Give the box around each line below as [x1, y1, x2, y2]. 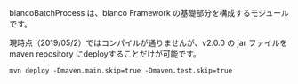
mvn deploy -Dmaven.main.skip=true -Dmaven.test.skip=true [9, 66, 233, 75]
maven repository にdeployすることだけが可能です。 [9, 49, 202, 59]
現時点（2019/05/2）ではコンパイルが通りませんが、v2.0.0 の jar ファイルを [9, 38, 288, 48]
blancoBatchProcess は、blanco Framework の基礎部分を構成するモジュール [9, 8, 289, 18]
